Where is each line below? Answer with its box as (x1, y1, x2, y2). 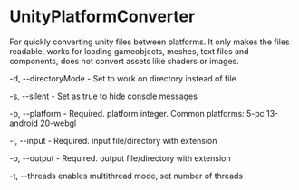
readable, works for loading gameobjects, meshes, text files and (9, 45, 249, 56)
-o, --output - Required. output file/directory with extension (9, 152, 231, 164)
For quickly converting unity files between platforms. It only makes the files (9, 36, 290, 47)
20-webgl (40, 118, 77, 128)
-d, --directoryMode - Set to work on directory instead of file (9, 72, 237, 83)
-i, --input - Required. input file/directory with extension (9, 135, 217, 146)
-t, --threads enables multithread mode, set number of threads (9, 170, 243, 181)
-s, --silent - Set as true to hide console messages (9, 90, 198, 101)
